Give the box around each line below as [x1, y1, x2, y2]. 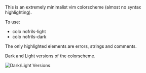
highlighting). [5, 9, 32, 15]
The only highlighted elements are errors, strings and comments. [5, 43, 137, 49]
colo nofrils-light [12, 29, 46, 34]
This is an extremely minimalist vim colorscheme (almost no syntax [5, 4, 142, 10]
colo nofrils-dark [12, 34, 47, 39]
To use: [5, 19, 21, 25]
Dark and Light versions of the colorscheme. [5, 53, 96, 59]
